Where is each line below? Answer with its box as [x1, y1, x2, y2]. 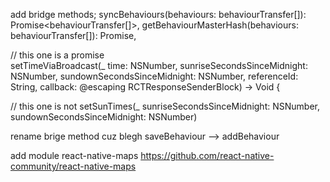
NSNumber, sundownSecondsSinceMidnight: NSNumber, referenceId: [10, 70, 299, 82]
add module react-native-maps [10, 150, 139, 161]
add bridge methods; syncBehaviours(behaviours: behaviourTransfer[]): [10, 9, 307, 20]
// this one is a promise [10, 49, 105, 61]
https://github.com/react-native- [140, 150, 275, 161]
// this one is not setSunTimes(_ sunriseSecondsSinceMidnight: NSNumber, [10, 100, 320, 112]
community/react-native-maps [10, 160, 137, 172]
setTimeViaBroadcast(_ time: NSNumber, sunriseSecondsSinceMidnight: [10, 60, 308, 71]
